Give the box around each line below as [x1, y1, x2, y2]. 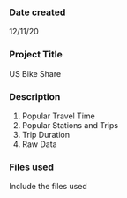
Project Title [9, 49, 63, 61]
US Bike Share [9, 68, 62, 79]
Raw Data [21, 139, 57, 149]
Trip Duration [21, 129, 71, 140]
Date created [9, 6, 66, 19]
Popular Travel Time [21, 110, 95, 121]
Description [9, 90, 61, 103]
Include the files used [9, 181, 88, 192]
